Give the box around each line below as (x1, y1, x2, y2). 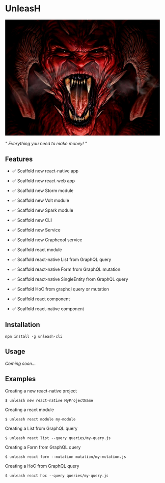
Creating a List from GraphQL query (5, 425, 78, 431)
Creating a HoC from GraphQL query (5, 463, 80, 469)
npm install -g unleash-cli (5, 334, 63, 339)
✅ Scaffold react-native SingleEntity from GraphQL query (12, 276, 129, 282)
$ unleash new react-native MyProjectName (5, 398, 93, 403)
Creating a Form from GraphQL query (5, 444, 81, 450)
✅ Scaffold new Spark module (12, 207, 74, 213)
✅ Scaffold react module (12, 247, 62, 253)
